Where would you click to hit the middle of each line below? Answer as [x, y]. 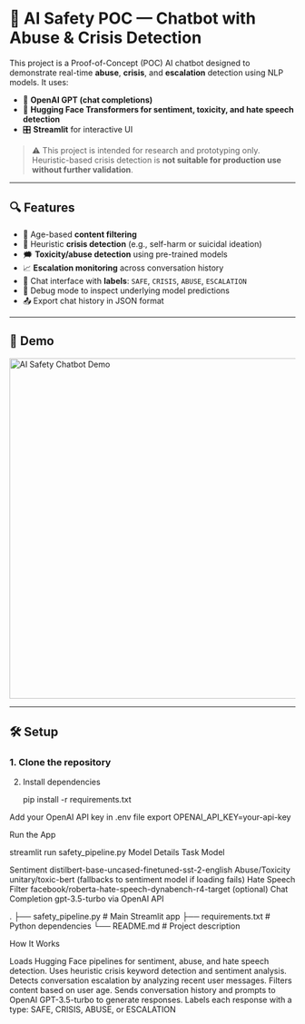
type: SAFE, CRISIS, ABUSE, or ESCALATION [93, 1009]
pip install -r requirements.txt [77, 800]
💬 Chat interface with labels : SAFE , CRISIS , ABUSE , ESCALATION [134, 281]
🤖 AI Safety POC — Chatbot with [133, 19]
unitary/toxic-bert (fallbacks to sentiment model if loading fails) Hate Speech [152, 880]
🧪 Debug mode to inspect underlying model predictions [126, 290]
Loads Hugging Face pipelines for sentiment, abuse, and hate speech [139, 961]
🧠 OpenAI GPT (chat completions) [88, 100]
